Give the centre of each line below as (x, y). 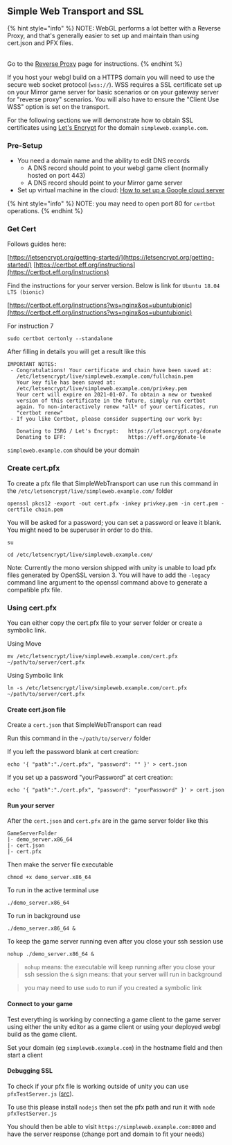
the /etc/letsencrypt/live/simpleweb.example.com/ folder (90, 491)
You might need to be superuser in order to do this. (80, 530)
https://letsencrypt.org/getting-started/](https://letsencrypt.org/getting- (112, 258)
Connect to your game (40, 1004)
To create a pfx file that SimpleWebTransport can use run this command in (113, 483)
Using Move (24, 644)
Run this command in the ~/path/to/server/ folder (79, 738)
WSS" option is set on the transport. (59, 106)
